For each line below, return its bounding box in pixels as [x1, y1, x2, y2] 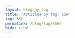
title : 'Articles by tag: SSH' [5, 12, 71, 17]
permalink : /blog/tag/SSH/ [5, 21, 62, 26]
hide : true [5, 26, 28, 31]
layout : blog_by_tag [5, 7, 49, 12]
